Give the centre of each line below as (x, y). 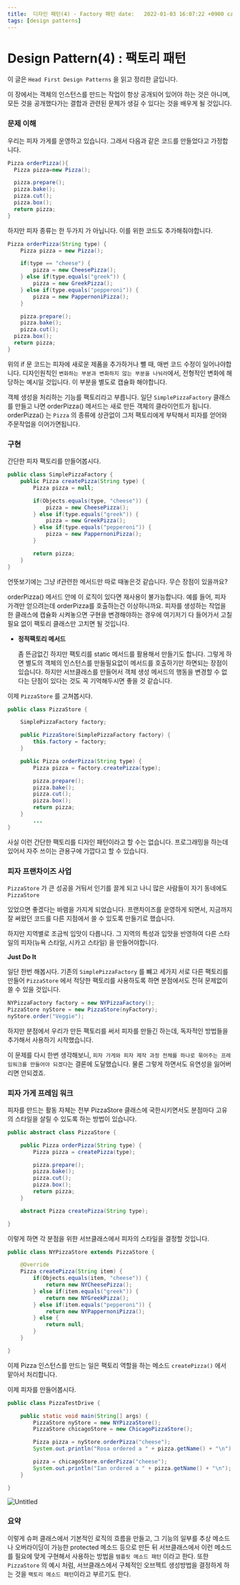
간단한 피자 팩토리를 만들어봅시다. (54, 461)
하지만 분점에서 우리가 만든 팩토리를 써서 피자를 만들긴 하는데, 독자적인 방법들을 (118, 1030)
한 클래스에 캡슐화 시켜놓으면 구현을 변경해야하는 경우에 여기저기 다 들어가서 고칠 (120, 615)
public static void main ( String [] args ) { (84, 1416)
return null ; (65, 1325)
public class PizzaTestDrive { (54, 1403)
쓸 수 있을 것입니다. (34, 989)
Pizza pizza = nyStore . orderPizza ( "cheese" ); (102, 1442)
